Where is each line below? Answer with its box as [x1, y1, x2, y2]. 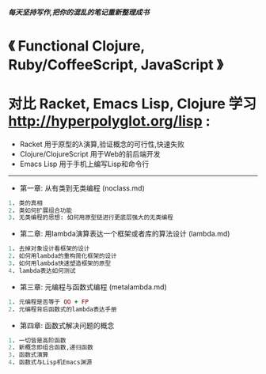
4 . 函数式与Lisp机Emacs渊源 [8, 358, 93, 367]
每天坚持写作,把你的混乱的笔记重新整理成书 [8, 7, 150, 17]
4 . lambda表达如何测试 [8, 266, 76, 274]
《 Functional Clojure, [8, 36, 145, 55]
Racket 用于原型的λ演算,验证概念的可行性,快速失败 [19, 139, 184, 149]
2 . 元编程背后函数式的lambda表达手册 [8, 305, 117, 313]
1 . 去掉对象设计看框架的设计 [8, 245, 90, 253]
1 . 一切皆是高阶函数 [8, 336, 66, 344]
